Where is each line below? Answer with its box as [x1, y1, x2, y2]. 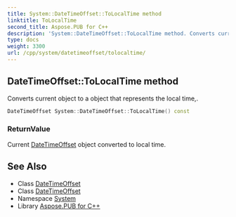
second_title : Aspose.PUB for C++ [7, 23, 109, 30]
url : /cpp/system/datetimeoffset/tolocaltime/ [7, 50, 146, 57]
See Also [7, 161, 47, 173]
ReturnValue [7, 124, 51, 134]
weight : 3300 [7, 43, 46, 50]
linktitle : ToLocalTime [7, 17, 77, 24]
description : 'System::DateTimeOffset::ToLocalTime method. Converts [7, 29, 216, 37]
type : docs [7, 37, 39, 44]
